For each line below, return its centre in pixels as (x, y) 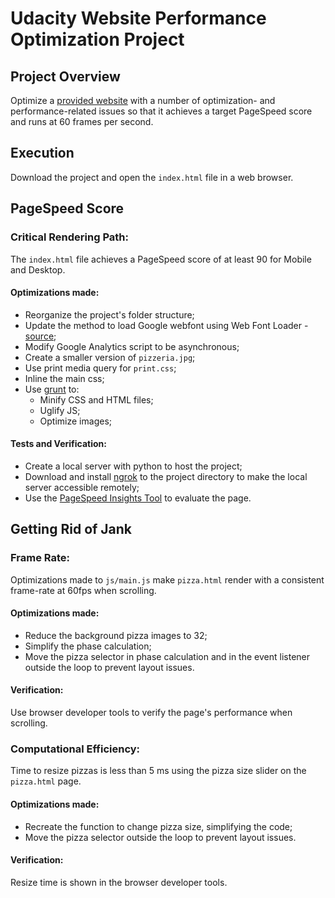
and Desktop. (38, 269)
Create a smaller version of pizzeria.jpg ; (110, 357)
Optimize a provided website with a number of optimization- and (143, 100)
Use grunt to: (52, 389)
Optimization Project (97, 39)
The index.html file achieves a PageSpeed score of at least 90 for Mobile (161, 259)
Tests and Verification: (58, 444)
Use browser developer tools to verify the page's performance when (151, 712)
